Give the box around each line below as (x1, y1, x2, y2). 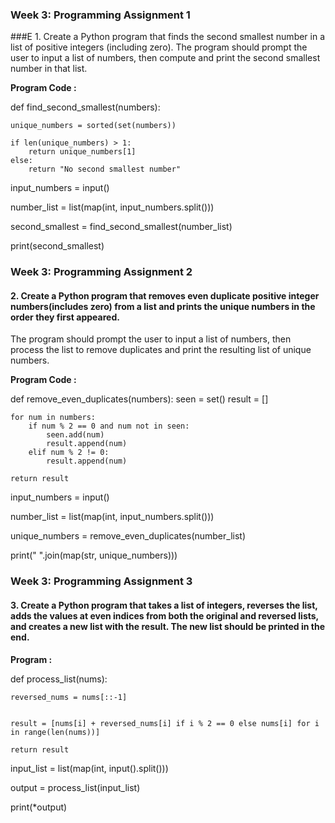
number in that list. (10, 63, 88, 75)
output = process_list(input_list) (10, 781, 141, 793)
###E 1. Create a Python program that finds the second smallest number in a (10, 31, 326, 43)
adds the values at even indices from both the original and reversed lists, (10, 609, 319, 622)
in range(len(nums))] (10, 727, 101, 737)
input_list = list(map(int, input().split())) (10, 762, 169, 774)
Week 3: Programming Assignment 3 (10, 574, 193, 588)
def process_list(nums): (10, 673, 108, 685)
